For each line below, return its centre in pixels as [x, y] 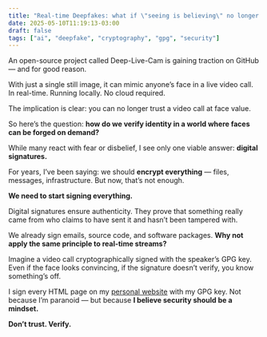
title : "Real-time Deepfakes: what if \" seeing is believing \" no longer [134, 16]
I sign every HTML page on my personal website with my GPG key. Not [125, 291]
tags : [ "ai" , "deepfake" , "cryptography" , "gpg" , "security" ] [114, 38]
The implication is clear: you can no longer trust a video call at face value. [130, 109]
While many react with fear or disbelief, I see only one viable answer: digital [133, 148]
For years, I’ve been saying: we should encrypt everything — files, [119, 172]
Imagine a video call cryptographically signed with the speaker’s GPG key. [130, 260]
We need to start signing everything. [71, 196]
